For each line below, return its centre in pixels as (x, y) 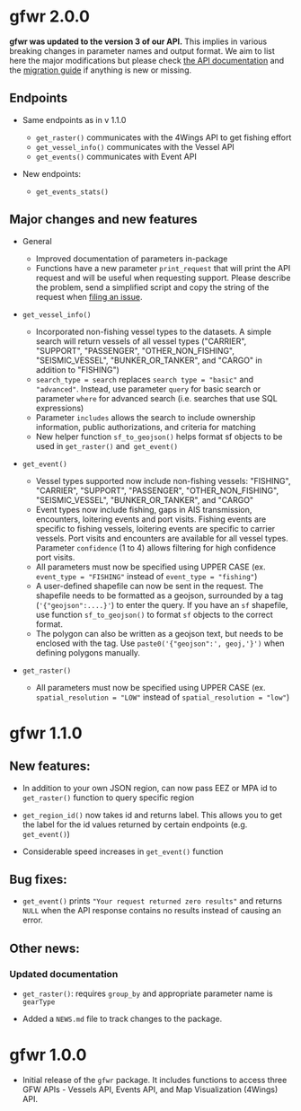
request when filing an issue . (89, 296)
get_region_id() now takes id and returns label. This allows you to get (152, 815)
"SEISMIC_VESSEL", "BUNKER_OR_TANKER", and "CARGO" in (149, 360)
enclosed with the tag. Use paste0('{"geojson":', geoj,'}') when (160, 643)
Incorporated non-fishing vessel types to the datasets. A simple (154, 331)
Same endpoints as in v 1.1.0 (74, 119)
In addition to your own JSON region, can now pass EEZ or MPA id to (150, 788)
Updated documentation (64, 974)
